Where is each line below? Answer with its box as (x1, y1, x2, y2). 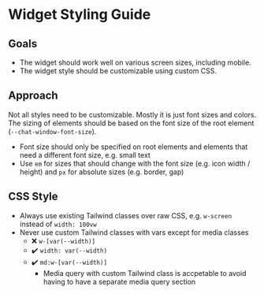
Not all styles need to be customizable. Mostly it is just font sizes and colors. (8, 110, 257, 119)
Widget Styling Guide (8, 6, 151, 24)
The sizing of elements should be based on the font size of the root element (8, 118, 255, 128)
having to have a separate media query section (43, 277, 196, 286)
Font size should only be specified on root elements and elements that (19, 142, 248, 151)
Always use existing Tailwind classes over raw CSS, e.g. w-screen (19, 210, 232, 220)
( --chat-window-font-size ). (8, 126, 97, 136)
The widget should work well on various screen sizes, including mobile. (19, 58, 252, 67)
